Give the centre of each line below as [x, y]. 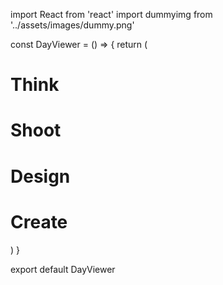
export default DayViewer [63, 269]
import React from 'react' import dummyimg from [111, 14]
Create [39, 221]
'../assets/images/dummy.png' [72, 25]
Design [40, 176]
